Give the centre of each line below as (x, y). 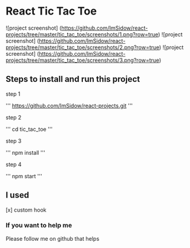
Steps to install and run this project (73, 79)
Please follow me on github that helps (53, 238)
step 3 (14, 141)
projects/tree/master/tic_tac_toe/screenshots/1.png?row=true (82, 34)
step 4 (14, 164)
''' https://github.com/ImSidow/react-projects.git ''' (69, 106)
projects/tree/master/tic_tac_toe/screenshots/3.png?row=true (83, 60)
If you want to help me (39, 226)
